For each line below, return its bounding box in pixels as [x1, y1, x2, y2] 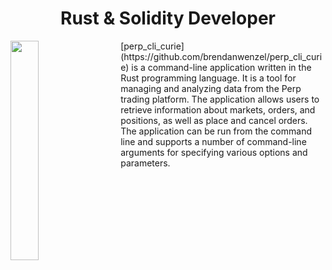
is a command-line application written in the [131, 61, 312, 73]
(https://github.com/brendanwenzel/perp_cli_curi [120, 50, 323, 62]
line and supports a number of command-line [120, 135, 307, 147]
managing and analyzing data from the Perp [120, 82, 302, 94]
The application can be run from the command [120, 125, 312, 137]
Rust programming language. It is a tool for [120, 72, 297, 84]
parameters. [120, 157, 171, 169]
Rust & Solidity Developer [60, 7, 276, 30]
